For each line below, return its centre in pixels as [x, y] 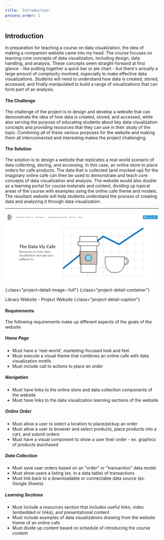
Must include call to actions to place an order [58, 366]
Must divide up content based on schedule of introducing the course [81, 528]
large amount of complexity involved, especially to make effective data [76, 74]
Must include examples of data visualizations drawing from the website [83, 517]
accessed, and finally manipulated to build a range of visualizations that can [81, 84]
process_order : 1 [23, 15]
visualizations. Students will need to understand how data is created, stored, [82, 79]
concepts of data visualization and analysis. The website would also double [81, 180]
